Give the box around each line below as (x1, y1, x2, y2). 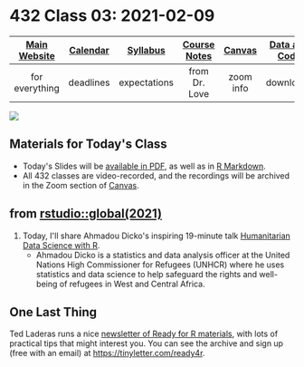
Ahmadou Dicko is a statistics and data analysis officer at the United (35, 249, 290, 260)
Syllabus (127, 43, 166, 56)
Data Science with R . (22, 239, 100, 250)
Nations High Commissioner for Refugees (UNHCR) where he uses (35, 259, 285, 270)
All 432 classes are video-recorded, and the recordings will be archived (22, 169, 290, 181)
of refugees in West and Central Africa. (59, 278, 205, 289)
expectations (119, 76, 175, 89)
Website (18, 49, 56, 62)
